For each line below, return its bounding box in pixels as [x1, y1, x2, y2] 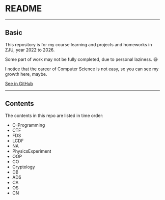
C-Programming [12, 122, 45, 128]
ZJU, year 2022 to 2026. [5, 47, 55, 53]
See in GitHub [5, 81, 33, 86]
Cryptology [12, 164, 35, 170]
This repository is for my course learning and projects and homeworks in [5, 41, 152, 47]
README [5, 3, 42, 14]
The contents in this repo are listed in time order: [5, 113, 104, 118]
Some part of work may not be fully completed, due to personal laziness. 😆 [5, 56, 158, 62]
